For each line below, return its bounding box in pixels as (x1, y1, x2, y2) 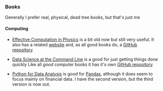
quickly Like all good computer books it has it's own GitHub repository (12, 61, 153, 67)
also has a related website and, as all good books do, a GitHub (12, 41, 137, 47)
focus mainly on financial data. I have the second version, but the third (12, 76, 153, 82)
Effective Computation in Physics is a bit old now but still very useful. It (12, 36, 154, 42)
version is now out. (12, 81, 51, 87)
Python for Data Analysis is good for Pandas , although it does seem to (12, 71, 153, 76)
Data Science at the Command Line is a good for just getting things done (12, 56, 158, 62)
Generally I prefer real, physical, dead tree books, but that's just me (5, 15, 140, 20)
